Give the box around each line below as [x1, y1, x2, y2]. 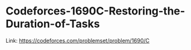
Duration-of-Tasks [5, 17, 100, 31]
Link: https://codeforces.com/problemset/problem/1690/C [5, 37, 150, 44]
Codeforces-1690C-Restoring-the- [5, 4, 186, 18]
